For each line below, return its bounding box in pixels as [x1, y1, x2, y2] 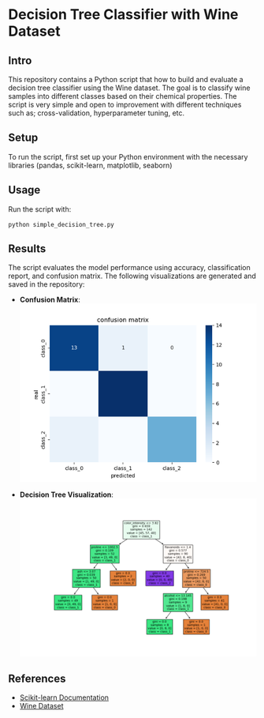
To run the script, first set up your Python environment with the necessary [8, 152, 248, 161]
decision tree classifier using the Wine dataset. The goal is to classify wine [8, 83, 251, 92]
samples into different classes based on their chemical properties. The [8, 92, 237, 100]
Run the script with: [8, 204, 72, 214]
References [8, 671, 66, 685]
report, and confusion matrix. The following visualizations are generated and [8, 271, 256, 281]
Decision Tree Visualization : [19, 490, 114, 499]
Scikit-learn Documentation [19, 693, 109, 702]
